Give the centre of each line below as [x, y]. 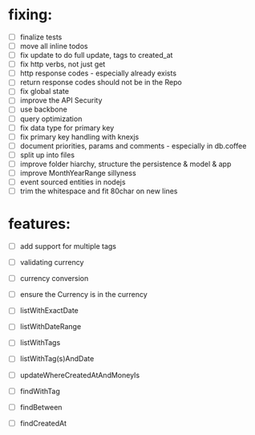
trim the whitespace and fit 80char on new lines [99, 191]
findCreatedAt [43, 423]
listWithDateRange [51, 327]
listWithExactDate [49, 311]
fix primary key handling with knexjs [79, 136]
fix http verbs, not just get [63, 64]
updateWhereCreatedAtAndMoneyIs [80, 375]
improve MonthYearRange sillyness [78, 173]
